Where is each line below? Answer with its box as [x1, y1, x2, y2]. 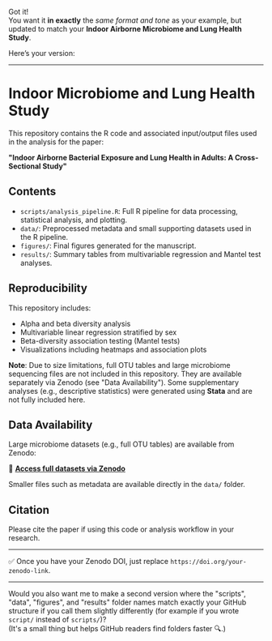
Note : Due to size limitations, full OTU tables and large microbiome [8, 360, 231, 370]
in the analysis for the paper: [8, 137, 104, 147]
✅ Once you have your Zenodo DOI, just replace [8, 557, 169, 566]
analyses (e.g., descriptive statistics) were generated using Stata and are [8, 386, 253, 395]
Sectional [8, 161, 41, 171]
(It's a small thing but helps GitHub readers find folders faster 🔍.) [8, 624, 227, 634]
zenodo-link [8, 567, 49, 575]
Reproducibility [8, 281, 87, 295]
